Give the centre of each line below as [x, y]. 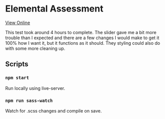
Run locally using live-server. [35, 88]
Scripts [17, 64]
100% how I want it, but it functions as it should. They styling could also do [83, 43]
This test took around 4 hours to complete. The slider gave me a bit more [81, 32]
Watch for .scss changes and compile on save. [54, 110]
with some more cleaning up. [35, 48]
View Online [18, 23]
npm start [17, 78]
